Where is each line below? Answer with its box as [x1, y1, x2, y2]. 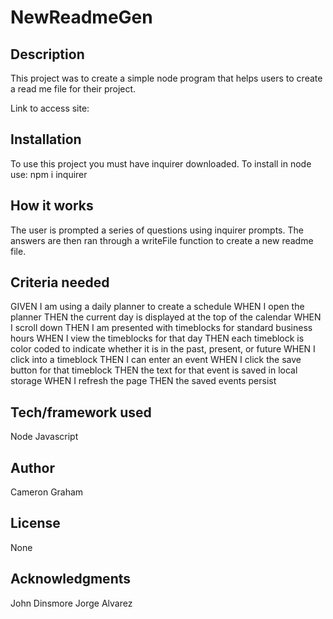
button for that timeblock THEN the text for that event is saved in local [10, 364, 298, 376]
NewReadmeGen [10, 6, 153, 29]
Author [10, 459, 55, 476]
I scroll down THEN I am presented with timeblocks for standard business [10, 322, 313, 334]
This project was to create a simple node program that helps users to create [10, 72, 323, 84]
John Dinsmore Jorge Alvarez [10, 597, 133, 609]
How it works [10, 197, 94, 215]
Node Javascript [10, 431, 79, 443]
